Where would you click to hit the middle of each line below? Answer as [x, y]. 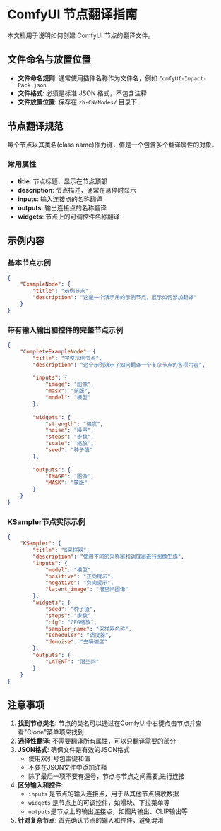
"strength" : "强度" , [74, 424]
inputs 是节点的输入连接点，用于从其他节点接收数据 [103, 794]
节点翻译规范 [35, 127]
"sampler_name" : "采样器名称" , [88, 629]
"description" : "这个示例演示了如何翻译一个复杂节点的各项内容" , [119, 365]
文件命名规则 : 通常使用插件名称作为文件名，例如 [87, 78]
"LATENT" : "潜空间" [72, 661]
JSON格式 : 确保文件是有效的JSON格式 [73, 750]
